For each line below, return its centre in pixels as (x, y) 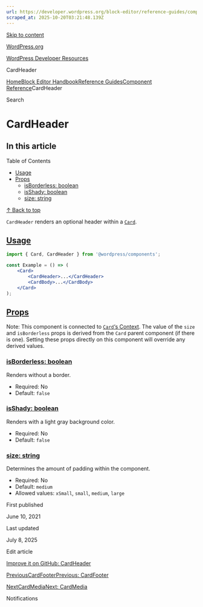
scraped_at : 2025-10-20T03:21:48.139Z (55, 18)
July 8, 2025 (22, 540)
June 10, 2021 (24, 516)
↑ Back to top (24, 210)
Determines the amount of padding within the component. (78, 469)
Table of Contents (29, 161)
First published (25, 505)
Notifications (22, 599)
